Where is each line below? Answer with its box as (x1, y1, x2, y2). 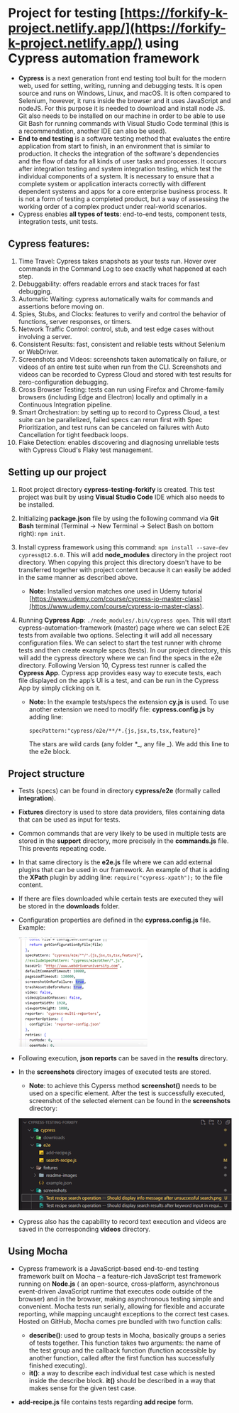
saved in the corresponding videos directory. (18, 1225, 151, 1233)
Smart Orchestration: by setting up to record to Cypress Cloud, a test (18, 407, 221, 417)
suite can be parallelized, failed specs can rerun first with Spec (18, 415, 203, 424)
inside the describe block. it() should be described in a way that (28, 1376, 216, 1385)
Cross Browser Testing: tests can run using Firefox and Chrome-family (18, 385, 225, 394)
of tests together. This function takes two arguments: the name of (28, 1338, 221, 1347)
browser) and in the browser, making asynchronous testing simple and (18, 1294, 225, 1303)
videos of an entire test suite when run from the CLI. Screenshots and (18, 362, 222, 371)
